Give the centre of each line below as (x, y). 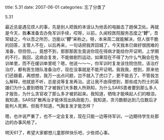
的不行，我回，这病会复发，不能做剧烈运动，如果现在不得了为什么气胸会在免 (82, 57)
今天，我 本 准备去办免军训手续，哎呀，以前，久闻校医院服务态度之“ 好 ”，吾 (84, 33)
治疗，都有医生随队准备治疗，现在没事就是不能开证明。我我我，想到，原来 (80, 69)
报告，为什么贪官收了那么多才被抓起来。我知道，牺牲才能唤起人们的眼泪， (84, 94)
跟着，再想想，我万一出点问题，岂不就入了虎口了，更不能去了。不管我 (84, 75)
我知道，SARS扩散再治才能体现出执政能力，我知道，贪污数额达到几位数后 (79, 100)
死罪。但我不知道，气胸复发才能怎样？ (56, 106)
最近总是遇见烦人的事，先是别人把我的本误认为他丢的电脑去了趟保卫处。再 (80, 27)
